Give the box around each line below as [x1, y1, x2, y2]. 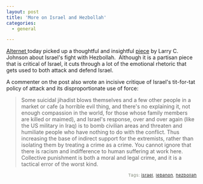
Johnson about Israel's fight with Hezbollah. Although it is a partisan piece [6, 54, 193, 61]
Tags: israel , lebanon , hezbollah [127, 173, 197, 179]
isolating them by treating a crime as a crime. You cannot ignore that [21, 141, 192, 148]
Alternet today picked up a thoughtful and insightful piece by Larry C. [6, 48, 179, 55]
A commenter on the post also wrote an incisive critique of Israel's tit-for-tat [6, 78, 195, 86]
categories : [6, 20, 36, 26]
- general [11, 25, 36, 32]
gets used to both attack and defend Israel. [6, 67, 114, 74]
